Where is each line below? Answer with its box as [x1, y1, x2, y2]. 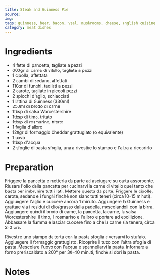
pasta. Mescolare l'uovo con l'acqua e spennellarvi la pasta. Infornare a [5, 244, 148, 250]
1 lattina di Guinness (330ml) [12, 98, 70, 105]
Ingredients [5, 46, 53, 57]
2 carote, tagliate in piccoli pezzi [12, 88, 77, 94]
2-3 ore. [5, 225, 22, 230]
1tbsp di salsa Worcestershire [12, 109, 71, 115]
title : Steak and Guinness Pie [5, 7, 69, 12]
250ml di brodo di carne [12, 104, 61, 109]
